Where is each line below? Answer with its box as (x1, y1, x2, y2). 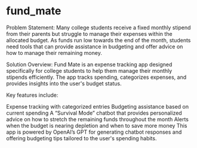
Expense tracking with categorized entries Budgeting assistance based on (6, 103, 189, 110)
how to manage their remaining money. (6, 49, 103, 56)
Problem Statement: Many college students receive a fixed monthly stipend (6, 24, 191, 31)
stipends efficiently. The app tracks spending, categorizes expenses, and (6, 73, 187, 81)
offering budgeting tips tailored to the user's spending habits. (6, 134, 157, 141)
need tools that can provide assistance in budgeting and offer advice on (6, 43, 183, 50)
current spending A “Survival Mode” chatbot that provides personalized (6, 109, 182, 116)
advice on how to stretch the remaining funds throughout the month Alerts (6, 115, 189, 123)
